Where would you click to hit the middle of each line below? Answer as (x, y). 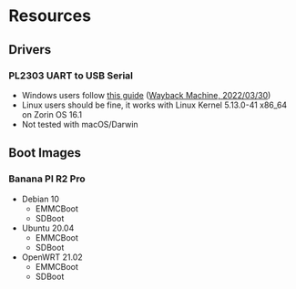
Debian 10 (41, 199)
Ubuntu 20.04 (48, 228)
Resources (50, 16)
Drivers (30, 50)
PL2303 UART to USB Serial (71, 76)
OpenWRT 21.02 (52, 257)
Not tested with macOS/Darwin (80, 124)
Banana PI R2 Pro (47, 179)
